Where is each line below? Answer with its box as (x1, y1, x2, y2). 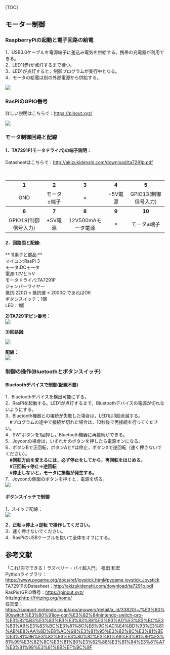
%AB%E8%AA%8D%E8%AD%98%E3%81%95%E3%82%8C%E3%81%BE (5, 628, 163, 634)
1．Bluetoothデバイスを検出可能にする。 (5, 394, 90, 400)
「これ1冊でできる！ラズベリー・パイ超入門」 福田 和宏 (5, 565, 120, 571)
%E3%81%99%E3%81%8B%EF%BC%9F (5, 644, 93, 650)
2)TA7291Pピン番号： (5, 313, 51, 319)
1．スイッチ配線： (5, 506, 43, 512)
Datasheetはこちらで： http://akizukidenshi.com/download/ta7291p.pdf (5, 159, 153, 166)
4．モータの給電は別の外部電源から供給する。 (5, 74, 102, 80)
